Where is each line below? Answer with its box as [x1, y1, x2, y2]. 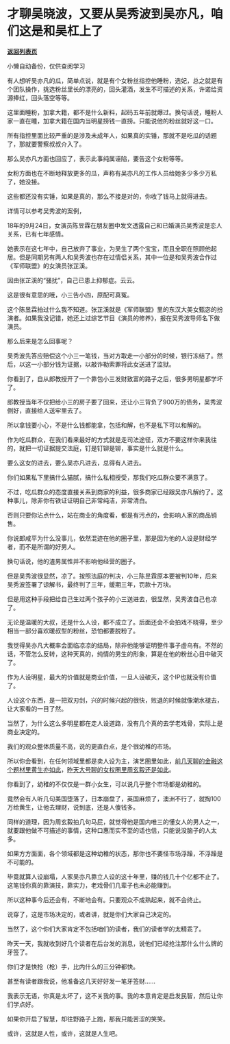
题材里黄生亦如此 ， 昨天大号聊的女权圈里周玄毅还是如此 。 [12, 765, 175, 773]
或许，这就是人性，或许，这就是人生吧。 [7, 1029, 121, 1037]
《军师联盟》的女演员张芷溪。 [7, 261, 91, 269]
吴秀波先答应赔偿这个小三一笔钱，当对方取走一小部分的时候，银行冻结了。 [7, 351, 217, 360]
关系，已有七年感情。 [7, 230, 67, 238]
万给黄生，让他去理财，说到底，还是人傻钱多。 [7, 803, 139, 811]
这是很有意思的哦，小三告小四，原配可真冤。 [7, 291, 133, 299]
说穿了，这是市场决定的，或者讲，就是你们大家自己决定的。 [7, 910, 175, 919]
